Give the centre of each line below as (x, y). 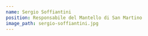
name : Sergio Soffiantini (38, 12)
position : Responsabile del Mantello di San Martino (74, 18)
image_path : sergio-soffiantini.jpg (52, 23)
